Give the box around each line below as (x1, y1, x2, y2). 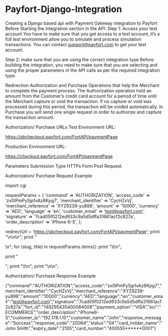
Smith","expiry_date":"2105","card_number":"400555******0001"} (17, 325, 156, 331)
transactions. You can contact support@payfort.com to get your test (5, 41, 146, 47)
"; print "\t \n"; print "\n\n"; (5, 263, 59, 269)
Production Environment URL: (5, 143, 66, 149)
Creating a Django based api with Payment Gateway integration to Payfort (5, 20, 158, 26)
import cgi (5, 182, 27, 188)
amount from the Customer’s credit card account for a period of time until (5, 93, 157, 99)
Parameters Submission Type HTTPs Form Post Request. (5, 163, 123, 169)
